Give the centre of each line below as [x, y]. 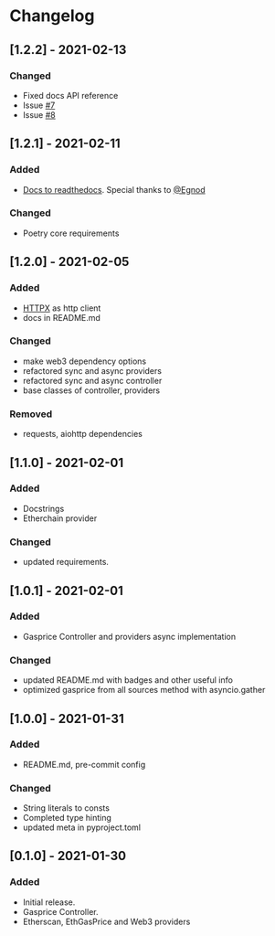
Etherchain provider [60, 518]
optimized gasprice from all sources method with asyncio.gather [144, 690]
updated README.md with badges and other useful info [127, 680]
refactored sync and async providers [92, 370]
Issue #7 [39, 105]
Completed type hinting [67, 818]
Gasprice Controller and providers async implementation [129, 636]
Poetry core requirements [71, 233]
